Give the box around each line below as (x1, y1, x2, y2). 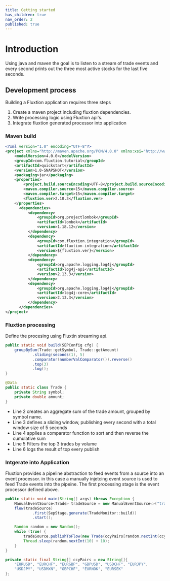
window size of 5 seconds (12, 425, 67, 431)
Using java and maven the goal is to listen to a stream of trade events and (5, 60, 158, 67)
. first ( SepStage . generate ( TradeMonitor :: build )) (32, 510, 137, 515)
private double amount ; (14, 394, 65, 399)
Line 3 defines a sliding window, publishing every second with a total (12, 419, 156, 425)
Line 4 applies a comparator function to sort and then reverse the (12, 430, 149, 436)
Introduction (5, 44, 59, 55)
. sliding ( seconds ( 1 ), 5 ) (32, 352, 85, 357)
